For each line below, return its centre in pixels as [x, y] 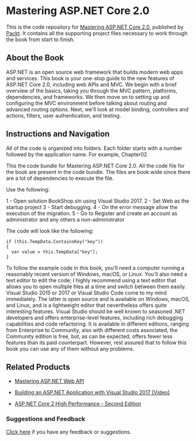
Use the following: [28, 189]
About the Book [35, 58]
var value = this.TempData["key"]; [55, 252]
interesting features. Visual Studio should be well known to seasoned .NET [96, 311]
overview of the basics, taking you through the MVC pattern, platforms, [92, 90]
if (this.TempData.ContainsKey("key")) [55, 241]
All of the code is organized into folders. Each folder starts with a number [94, 148]
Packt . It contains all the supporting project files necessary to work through [97, 33]
